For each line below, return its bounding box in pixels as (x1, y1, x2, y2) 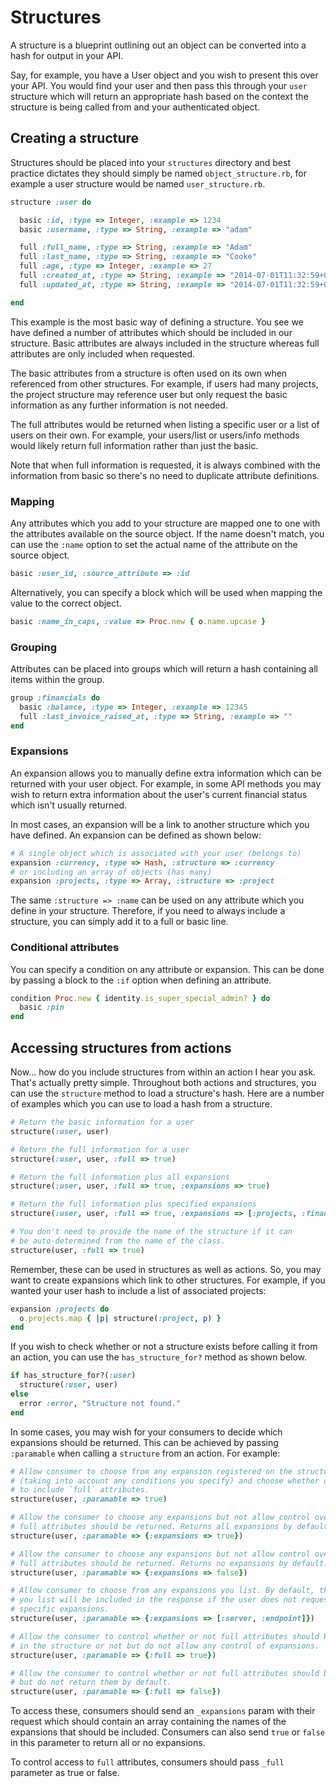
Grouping (10, 640, 58, 654)
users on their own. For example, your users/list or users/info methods (10, 429, 300, 441)
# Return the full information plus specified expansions (10, 1199, 257, 1210)
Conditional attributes (10, 941, 120, 955)
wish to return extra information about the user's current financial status (10, 788, 308, 800)
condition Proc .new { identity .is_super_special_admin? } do (10, 993, 271, 1003)
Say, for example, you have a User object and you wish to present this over (10, 69, 319, 81)
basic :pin (19, 1002, 65, 1013)
